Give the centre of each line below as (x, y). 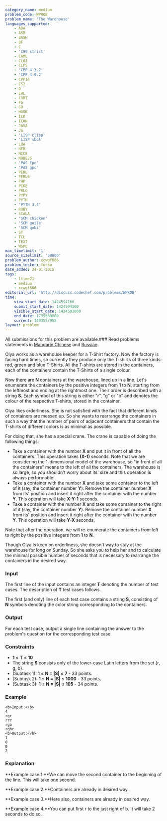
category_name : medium (29, 10)
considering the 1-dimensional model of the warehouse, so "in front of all (87, 462)
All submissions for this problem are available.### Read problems (72, 339)
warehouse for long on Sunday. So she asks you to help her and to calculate (83, 550)
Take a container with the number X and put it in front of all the (77, 451)
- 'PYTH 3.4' (28, 205)
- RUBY (21, 209)
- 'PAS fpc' (26, 163)
